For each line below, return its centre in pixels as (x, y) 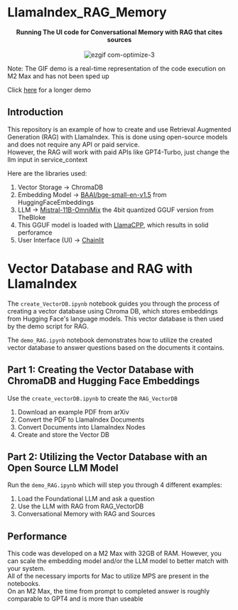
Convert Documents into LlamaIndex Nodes (81, 427)
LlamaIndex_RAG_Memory (87, 12)
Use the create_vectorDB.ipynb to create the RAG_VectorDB (92, 398)
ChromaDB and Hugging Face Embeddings (104, 381)
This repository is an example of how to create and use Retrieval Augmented (119, 129)
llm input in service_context (47, 159)
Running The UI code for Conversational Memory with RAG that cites (119, 32)
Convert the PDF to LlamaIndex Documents (81, 419)
